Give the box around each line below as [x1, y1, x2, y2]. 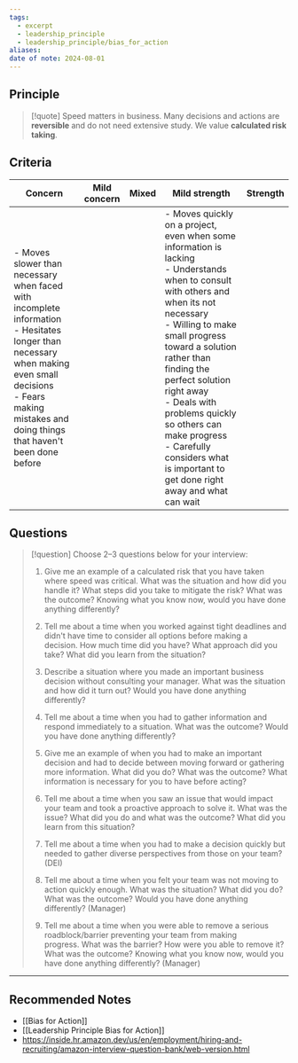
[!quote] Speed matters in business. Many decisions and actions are [30, 110, 280, 121]
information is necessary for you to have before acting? [43, 777, 247, 787]
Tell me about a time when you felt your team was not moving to [43, 875, 279, 886]
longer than [13, 334, 62, 347]
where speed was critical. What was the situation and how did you [43, 575, 286, 586]
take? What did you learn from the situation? [43, 649, 207, 660]
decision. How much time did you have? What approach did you [43, 640, 278, 651]
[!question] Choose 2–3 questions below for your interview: [30, 549, 248, 559]
